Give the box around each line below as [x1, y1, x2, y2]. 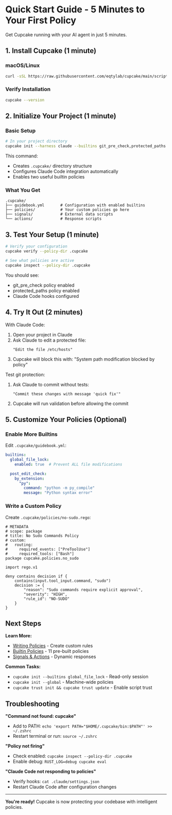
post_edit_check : [10, 471, 47, 476]
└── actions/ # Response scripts [5, 216, 102, 222]
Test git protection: [5, 371, 45, 378]
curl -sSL [5, 74, 27, 79]
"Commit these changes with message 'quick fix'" [12, 391, 121, 397]
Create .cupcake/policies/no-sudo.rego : [5, 514, 91, 520]
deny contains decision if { [5, 574, 68, 579]
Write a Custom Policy [5, 503, 62, 510]
